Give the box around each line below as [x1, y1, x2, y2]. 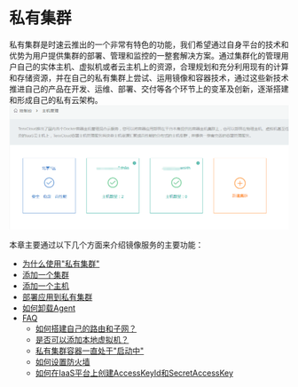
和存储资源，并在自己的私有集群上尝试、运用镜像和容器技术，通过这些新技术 [9, 72, 289, 83]
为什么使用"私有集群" [21, 258, 100, 269]
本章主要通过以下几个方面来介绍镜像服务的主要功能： [9, 239, 204, 249]
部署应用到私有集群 [21, 291, 93, 302]
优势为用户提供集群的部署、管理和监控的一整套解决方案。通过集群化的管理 [9, 50, 281, 60]
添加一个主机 [21, 280, 69, 291]
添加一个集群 [21, 269, 69, 280]
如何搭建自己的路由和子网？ [35, 323, 137, 334]
